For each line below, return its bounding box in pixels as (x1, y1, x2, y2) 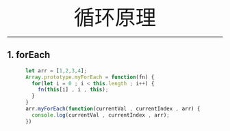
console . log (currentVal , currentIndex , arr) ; (31, 111, 170, 119)
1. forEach (7, 49, 51, 61)
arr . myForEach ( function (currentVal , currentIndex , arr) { (25, 106, 201, 113)
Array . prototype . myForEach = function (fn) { (25, 74, 155, 81)
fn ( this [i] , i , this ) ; (37, 86, 109, 93)
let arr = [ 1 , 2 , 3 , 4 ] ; (25, 67, 88, 74)
